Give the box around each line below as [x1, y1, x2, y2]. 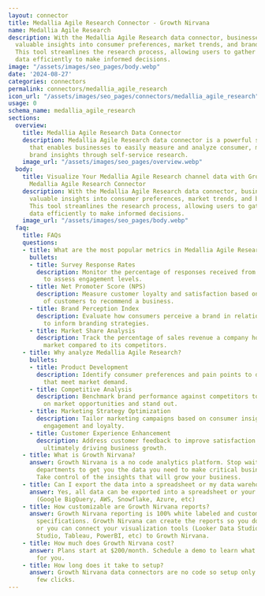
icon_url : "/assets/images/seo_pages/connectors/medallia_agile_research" [8, 92, 259, 100]
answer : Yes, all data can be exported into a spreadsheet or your [28, 488, 256, 496]
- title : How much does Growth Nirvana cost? [22, 539, 175, 547]
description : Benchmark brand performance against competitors [36, 393, 248, 400]
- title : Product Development [28, 363, 129, 371]
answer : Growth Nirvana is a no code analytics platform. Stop [28, 459, 242, 467]
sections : [8, 114, 41, 122]
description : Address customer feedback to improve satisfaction [36, 437, 256, 445]
